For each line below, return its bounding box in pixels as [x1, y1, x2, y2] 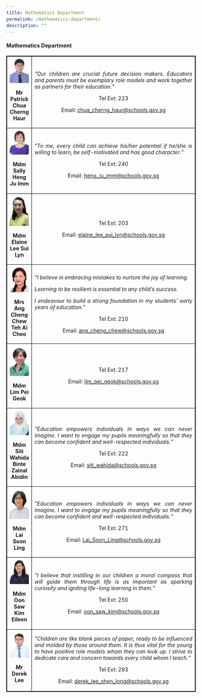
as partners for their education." [34, 83, 115, 90]
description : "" [6, 22, 47, 28]
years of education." [34, 303, 85, 311]
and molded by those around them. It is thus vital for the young [34, 641, 192, 649]
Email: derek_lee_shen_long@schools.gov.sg [58, 677, 170, 685]
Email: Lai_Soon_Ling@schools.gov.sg [66, 536, 161, 544]
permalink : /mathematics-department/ [6, 16, 101, 22]
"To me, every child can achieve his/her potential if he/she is [34, 142, 192, 149]
